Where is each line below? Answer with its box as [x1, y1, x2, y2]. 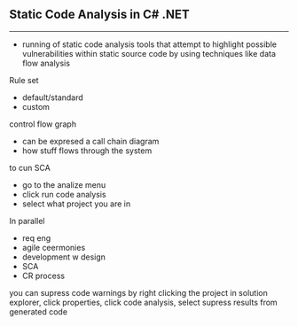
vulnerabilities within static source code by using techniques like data [21, 48, 277, 58]
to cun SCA [9, 162, 51, 173]
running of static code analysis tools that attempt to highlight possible [21, 39, 278, 50]
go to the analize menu [21, 179, 106, 190]
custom [21, 101, 51, 112]
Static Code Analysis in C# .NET [9, 7, 190, 22]
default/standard [21, 92, 84, 103]
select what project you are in [21, 198, 131, 209]
